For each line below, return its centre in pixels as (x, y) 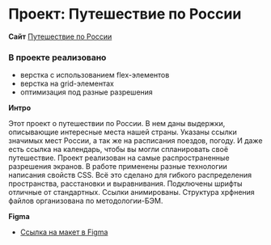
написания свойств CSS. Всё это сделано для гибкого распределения (130, 175)
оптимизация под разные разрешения (87, 92)
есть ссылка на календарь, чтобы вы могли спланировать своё (119, 150)
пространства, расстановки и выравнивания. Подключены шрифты (125, 184)
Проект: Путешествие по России (125, 14)
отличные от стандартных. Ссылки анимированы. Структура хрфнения (131, 192)
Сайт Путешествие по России (60, 36)
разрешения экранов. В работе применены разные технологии (118, 167)
